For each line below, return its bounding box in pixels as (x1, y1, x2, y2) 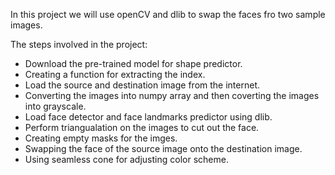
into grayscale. (24, 100, 87, 112)
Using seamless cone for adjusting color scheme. (24, 154, 229, 165)
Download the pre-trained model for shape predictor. (24, 58, 243, 69)
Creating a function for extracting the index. (24, 69, 206, 80)
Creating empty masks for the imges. (24, 132, 178, 144)
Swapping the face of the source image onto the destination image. (24, 143, 303, 154)
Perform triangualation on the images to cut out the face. (24, 122, 260, 133)
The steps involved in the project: (10, 39, 148, 50)
